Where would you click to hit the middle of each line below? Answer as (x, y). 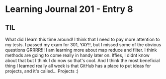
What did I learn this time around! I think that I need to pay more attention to (83, 39)
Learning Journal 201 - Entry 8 (69, 9)
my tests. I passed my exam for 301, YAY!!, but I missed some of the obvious (83, 45)
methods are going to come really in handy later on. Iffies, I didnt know (78, 55)
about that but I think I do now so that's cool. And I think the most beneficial (83, 60)
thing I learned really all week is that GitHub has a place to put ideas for (78, 66)
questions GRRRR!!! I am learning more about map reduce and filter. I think (81, 50)
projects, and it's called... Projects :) (42, 71)
